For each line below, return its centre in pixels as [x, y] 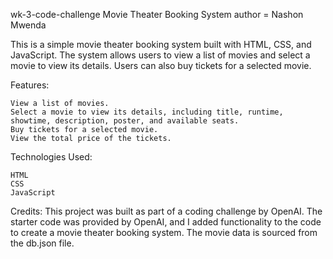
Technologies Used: [51, 157]
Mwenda [28, 25]
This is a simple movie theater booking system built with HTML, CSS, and [161, 44]
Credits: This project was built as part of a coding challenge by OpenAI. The [166, 211]
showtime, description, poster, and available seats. [125, 121]
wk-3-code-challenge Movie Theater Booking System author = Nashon [157, 14]
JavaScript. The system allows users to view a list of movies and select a [160, 55]
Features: [30, 85]
